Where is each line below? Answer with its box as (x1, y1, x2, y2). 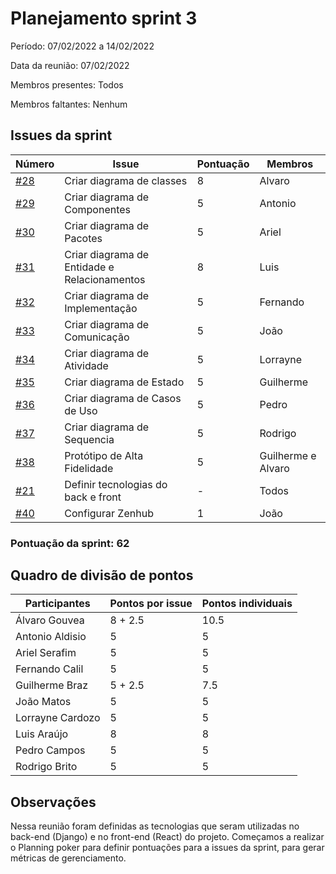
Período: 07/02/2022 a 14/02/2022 (10, 40, 155, 52)
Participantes (24, 597, 91, 611)
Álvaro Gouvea (15, 613, 85, 627)
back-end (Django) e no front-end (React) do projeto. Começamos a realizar (10, 831, 325, 843)
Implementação (64, 301, 138, 315)
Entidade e (64, 260, 115, 274)
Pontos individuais (201, 597, 293, 611)
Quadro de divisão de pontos (10, 567, 194, 584)
